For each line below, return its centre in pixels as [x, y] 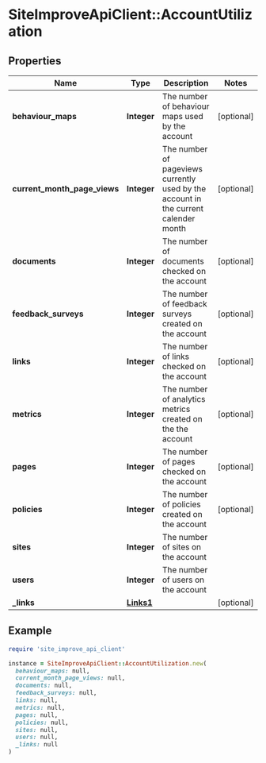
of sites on [182, 547]
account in [182, 198]
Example [30, 631]
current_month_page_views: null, [70, 678]
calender [179, 218]
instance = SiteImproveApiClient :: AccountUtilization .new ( [108, 663]
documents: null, [44, 686]
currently [179, 179]
